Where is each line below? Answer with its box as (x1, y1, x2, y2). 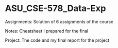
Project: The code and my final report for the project (5, 37, 110, 43)
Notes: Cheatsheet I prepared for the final (5, 28, 88, 34)
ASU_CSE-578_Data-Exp (5, 3, 106, 14)
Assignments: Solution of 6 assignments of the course (5, 19, 114, 24)
